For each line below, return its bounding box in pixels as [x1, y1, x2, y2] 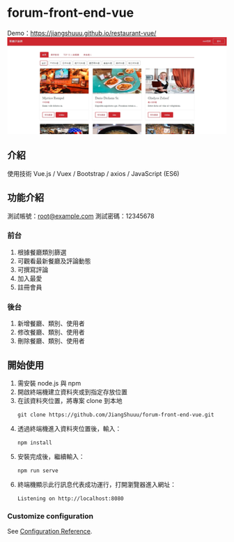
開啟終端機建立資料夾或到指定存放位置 [17, 388, 127, 396]
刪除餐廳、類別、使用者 [17, 337, 85, 345]
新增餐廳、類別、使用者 [17, 319, 85, 328]
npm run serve [17, 467, 58, 474]
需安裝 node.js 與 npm [17, 379, 81, 387]
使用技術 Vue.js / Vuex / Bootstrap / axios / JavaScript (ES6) [7, 169, 180, 177]
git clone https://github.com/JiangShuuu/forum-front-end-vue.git [17, 411, 214, 418]
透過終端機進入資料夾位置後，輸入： [17, 424, 122, 432]
